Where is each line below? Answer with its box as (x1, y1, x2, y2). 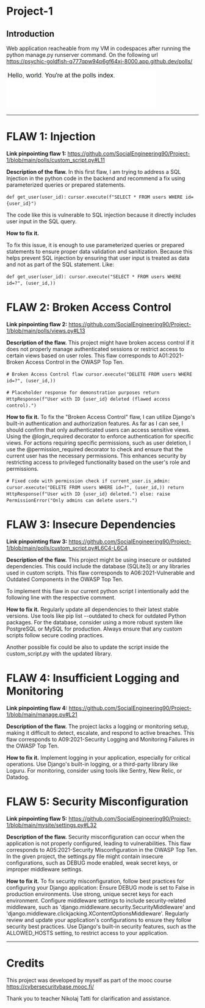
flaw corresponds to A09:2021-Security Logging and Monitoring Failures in (6, 735, 195, 743)
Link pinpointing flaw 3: (6, 538, 68, 545)
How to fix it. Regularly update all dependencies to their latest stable (6, 606, 179, 613)
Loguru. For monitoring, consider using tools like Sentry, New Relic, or (6, 767, 182, 774)
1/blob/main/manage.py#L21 (6, 710, 77, 718)
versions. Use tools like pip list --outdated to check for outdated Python (6, 612, 187, 620)
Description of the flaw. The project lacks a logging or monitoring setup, (6, 723, 189, 730)
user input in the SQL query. (6, 218, 77, 225)
